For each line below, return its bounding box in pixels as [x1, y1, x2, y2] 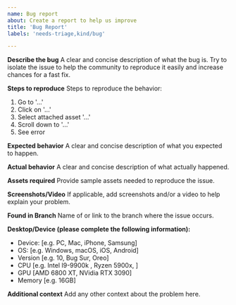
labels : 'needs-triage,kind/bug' [7, 30, 106, 37]
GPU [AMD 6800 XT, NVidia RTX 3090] [17, 269, 132, 277]
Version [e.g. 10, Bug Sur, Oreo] [17, 253, 109, 262]
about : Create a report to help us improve [7, 17, 137, 24]
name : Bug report [7, 10, 58, 18]
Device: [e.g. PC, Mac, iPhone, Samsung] [17, 239, 137, 247]
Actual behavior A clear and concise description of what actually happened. [7, 163, 230, 172]
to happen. [7, 149, 39, 157]
